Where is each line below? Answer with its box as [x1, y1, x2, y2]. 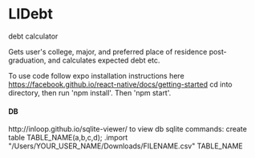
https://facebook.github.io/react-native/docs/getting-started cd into [8, 79, 233, 89]
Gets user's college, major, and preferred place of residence [8, 47, 208, 56]
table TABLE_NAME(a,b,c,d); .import [8, 133, 128, 143]
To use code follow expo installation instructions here [8, 71, 184, 80]
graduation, [8, 55, 47, 65]
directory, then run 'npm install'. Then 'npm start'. [8, 87, 172, 97]
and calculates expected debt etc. [47, 55, 160, 65]
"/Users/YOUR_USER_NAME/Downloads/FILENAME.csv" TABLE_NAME [8, 141, 243, 151]
